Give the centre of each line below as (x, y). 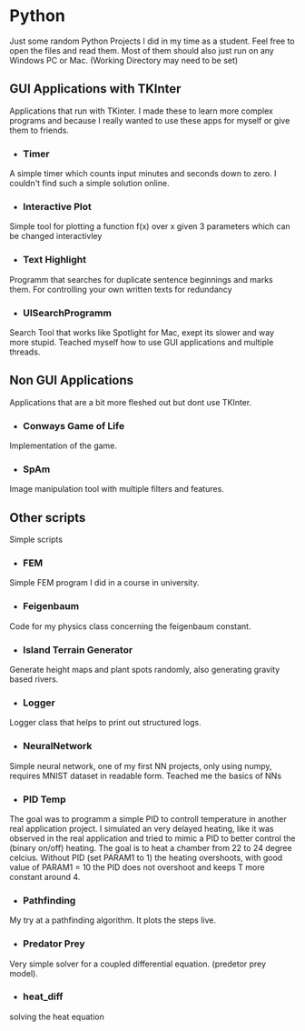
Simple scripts (36, 540)
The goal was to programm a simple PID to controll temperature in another (148, 818)
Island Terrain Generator (78, 649)
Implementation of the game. (64, 445)
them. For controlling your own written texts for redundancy (121, 289)
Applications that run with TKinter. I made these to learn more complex (142, 111)
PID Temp (44, 799)
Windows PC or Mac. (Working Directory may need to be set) (124, 60)
